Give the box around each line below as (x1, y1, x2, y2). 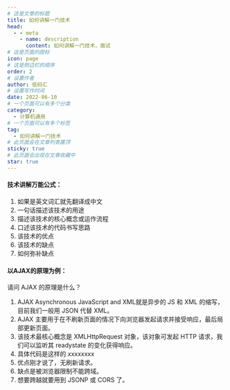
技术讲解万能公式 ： (7, 181, 62, 189)
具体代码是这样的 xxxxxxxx (17, 350, 95, 358)
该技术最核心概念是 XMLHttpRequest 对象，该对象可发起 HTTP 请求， (17, 333, 217, 341)
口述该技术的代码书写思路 (17, 223, 91, 231)
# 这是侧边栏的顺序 (7, 62, 55, 69)
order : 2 (7, 68, 33, 75)
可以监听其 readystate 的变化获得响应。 (23, 341, 136, 350)
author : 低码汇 (7, 81, 48, 88)
